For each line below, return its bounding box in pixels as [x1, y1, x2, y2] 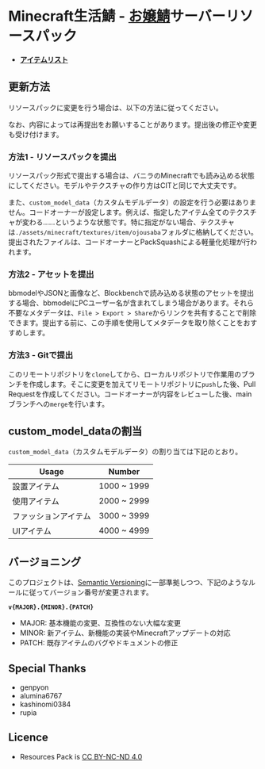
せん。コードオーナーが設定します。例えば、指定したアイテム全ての [8, 208, 230, 217]
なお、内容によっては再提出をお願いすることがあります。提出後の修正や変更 [8, 120, 258, 129]
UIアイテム [12, 526, 52, 537]
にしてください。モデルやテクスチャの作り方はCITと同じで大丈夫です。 [8, 181, 241, 190]
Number [108, 466, 140, 477]
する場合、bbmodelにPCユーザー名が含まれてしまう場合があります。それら [8, 298, 254, 308]
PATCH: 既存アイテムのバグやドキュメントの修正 [19, 638, 179, 648]
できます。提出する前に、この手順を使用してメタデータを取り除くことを [8, 318, 244, 327]
